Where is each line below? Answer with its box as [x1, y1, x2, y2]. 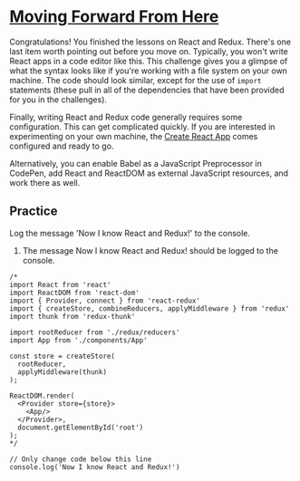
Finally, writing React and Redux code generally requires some [9, 111, 243, 122]
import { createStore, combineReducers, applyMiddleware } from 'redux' [9, 303, 290, 313]
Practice [9, 204, 58, 219]
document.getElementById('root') [17, 423, 144, 432]
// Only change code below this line [9, 455, 152, 464]
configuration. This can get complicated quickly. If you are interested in [9, 120, 276, 132]
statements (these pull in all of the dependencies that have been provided [9, 84, 285, 95]
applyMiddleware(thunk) [17, 367, 107, 377]
